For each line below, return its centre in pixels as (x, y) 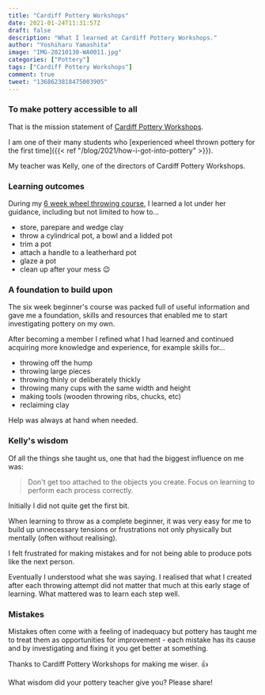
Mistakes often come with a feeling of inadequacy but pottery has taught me (132, 631)
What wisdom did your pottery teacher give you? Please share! (111, 682)
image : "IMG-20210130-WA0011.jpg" (65, 52)
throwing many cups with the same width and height (105, 388)
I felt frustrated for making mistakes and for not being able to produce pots (130, 553)
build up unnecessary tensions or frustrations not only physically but (120, 529)
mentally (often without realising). (63, 537)
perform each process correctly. (80, 490)
